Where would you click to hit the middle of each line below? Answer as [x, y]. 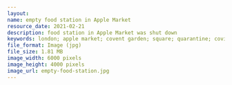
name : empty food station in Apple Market [69, 20]
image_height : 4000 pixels [46, 64]
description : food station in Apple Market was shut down [92, 33]
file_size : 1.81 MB [35, 52]
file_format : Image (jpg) [44, 45]
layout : [18, 13]
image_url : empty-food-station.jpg [58, 71]
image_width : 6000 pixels [44, 58]
